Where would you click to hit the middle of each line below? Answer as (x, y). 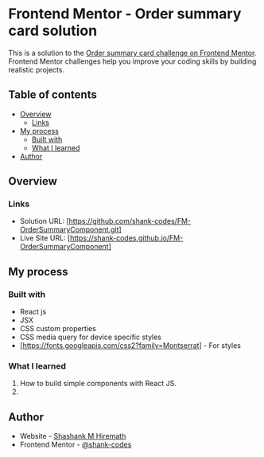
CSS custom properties (58, 329)
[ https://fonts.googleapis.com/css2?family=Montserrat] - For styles (130, 346)
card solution (53, 31)
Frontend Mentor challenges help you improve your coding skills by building (132, 61)
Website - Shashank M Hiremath (73, 436)
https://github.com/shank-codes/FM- (130, 221)
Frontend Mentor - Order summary (125, 14)
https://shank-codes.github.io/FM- (127, 238)
